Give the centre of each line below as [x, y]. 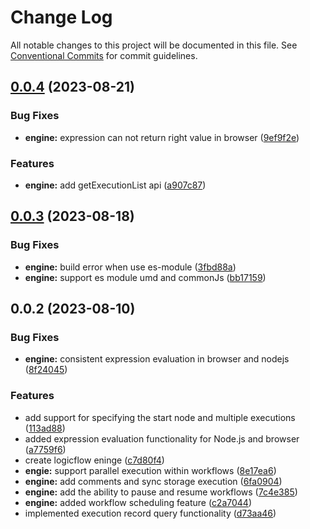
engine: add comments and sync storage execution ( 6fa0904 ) [153, 481]
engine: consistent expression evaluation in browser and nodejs [157, 359]
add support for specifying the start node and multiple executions [160, 417]
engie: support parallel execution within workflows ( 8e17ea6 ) [150, 470]
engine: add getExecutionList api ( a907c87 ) [115, 185]
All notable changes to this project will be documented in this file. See [154, 45]
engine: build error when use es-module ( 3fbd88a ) [130, 267]
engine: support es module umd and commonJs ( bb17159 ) [145, 277]
